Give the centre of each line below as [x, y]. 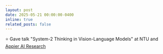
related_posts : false [28, 24]
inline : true [19, 19]
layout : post [19, 10]
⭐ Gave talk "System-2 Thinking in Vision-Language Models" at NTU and [82, 39]
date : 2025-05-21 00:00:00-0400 [39, 15]
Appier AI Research [25, 46]
